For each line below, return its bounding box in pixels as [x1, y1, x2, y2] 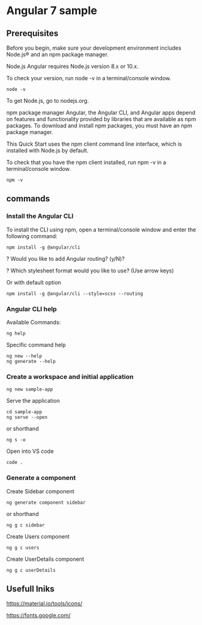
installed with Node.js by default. [6, 147, 89, 154]
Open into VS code [6, 447, 54, 455]
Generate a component [6, 474, 76, 482]
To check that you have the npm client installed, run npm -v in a [6, 159, 167, 166]
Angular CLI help [6, 304, 57, 313]
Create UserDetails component [6, 555, 84, 563]
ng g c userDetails [6, 567, 56, 573]
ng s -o [6, 437, 26, 443]
